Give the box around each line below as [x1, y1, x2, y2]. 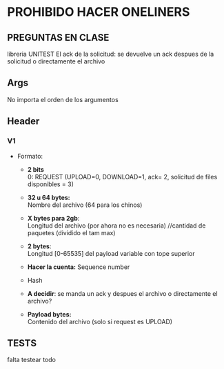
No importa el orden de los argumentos [7, 95, 119, 103]
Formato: [17, 152, 43, 160]
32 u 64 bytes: [27, 193, 70, 201]
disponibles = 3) [27, 180, 74, 188]
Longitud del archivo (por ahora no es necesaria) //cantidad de [27, 221, 206, 230]
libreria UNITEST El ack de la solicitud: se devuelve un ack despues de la [7, 50, 214, 58]
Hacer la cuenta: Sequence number [27, 263, 130, 271]
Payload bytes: [27, 310, 72, 318]
